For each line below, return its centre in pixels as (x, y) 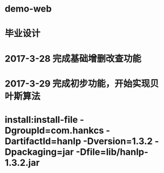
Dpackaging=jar (39, 152)
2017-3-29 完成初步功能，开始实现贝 (82, 83)
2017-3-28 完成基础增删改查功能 (73, 58)
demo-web (28, 9)
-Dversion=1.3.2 (118, 141)
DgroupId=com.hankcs (54, 130)
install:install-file (41, 120)
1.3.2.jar (22, 163)
